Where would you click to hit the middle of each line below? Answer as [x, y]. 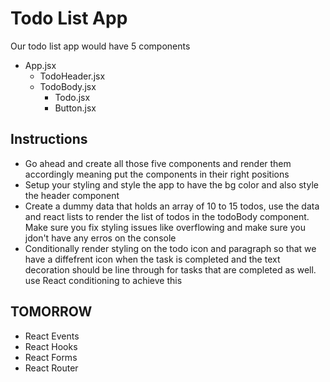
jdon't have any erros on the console [100, 238]
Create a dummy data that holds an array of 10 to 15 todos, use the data [172, 206]
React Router [51, 368]
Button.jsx [75, 108]
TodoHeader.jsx [72, 76]
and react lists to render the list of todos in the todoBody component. [167, 216]
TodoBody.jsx [68, 86]
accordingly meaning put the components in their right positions [157, 174]
